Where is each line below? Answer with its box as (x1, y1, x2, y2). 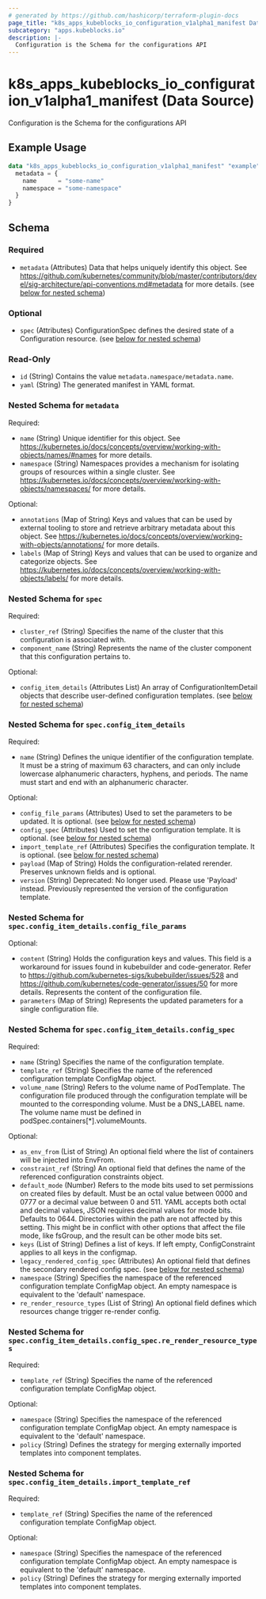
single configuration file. (19, 1003, 99, 1014)
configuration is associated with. (19, 635, 127, 644)
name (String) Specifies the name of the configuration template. (19, 1056, 224, 1066)
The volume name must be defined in (19, 1107, 142, 1117)
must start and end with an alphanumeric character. (19, 778, 188, 787)
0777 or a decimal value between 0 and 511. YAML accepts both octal (19, 1197, 247, 1206)
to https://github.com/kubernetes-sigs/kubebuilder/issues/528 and (19, 970, 239, 980)
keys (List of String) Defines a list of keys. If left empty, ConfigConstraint (19, 1239, 256, 1248)
